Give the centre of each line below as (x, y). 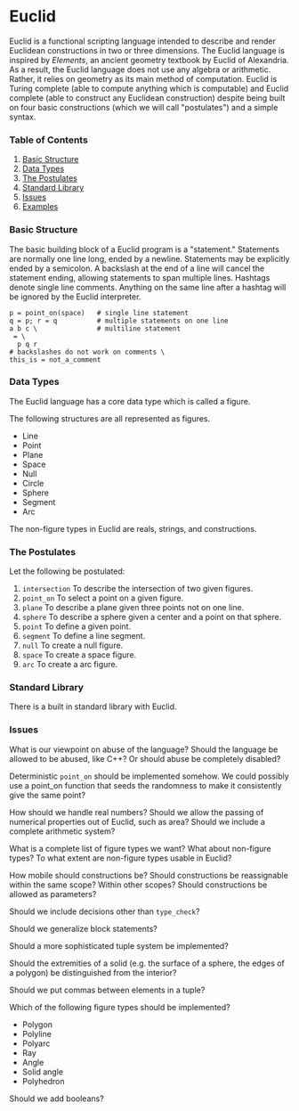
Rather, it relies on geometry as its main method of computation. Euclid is (143, 78)
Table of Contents (49, 140)
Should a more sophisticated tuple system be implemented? (119, 945)
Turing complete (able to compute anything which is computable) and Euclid (149, 88)
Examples (40, 207)
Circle (33, 483)
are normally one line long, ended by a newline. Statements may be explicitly (149, 258)
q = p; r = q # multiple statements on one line (119, 321)
